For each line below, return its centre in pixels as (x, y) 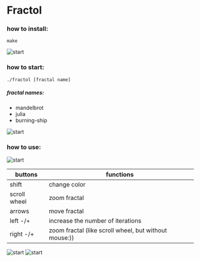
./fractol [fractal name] (39, 80)
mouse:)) (62, 238)
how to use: (24, 147)
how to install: (28, 29)
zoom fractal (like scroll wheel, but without (108, 230)
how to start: (26, 67)
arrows (19, 211)
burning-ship (31, 120)
